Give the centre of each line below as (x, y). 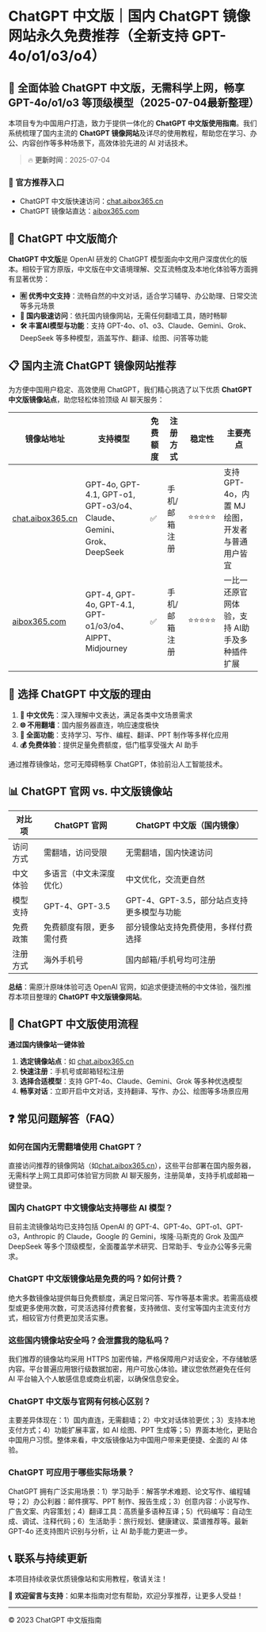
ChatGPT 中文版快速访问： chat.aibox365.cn (91, 201)
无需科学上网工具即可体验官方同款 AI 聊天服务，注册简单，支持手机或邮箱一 (131, 1176)
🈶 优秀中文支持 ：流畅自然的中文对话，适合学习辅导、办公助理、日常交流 (139, 296)
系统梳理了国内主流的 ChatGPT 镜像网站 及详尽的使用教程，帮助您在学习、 (129, 133)
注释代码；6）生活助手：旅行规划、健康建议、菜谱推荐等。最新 (145, 1521)
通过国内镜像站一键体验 (46, 1045)
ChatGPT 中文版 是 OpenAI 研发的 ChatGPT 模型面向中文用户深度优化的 (124, 260)
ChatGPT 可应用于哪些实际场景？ (72, 1472)
